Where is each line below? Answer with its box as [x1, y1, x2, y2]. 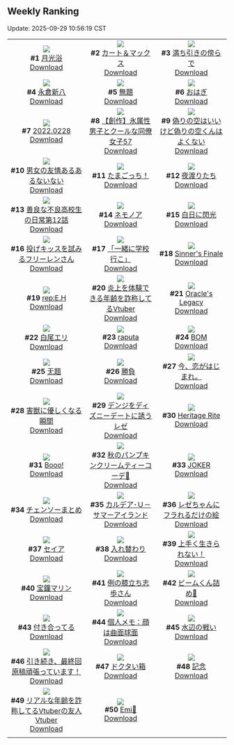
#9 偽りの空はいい [161, 116, 221, 125]
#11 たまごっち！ [91, 171, 150, 180]
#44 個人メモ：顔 [91, 617, 150, 627]
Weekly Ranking [7, 6, 79, 17]
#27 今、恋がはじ [162, 361, 221, 371]
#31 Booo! [29, 460, 64, 469]
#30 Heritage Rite [162, 410, 221, 420]
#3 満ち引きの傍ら [161, 48, 221, 58]
